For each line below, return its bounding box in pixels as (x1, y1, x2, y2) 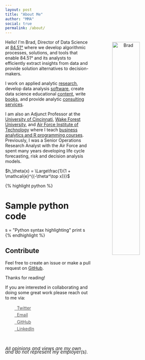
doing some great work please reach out (5, 289, 88, 295)
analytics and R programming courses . (5, 132, 84, 138)
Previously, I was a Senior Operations (5, 137, 82, 144)
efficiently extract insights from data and (5, 60, 88, 66)
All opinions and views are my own (5, 345, 82, 352)
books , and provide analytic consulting (5, 96, 84, 102)
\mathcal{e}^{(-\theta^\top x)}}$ (5, 173, 70, 179)
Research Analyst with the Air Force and (5, 143, 87, 149)
